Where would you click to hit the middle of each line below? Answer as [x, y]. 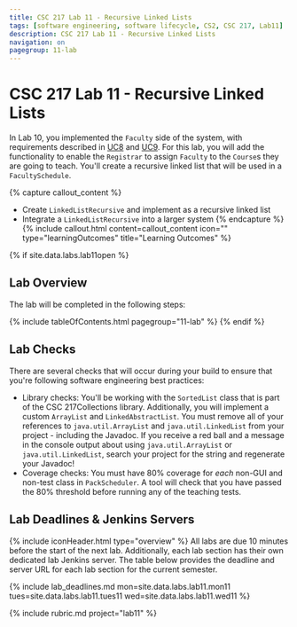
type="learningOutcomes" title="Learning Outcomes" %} [127, 238]
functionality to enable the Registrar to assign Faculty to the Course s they [144, 157]
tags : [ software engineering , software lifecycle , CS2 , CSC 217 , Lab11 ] [146, 26]
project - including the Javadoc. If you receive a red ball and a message [153, 435]
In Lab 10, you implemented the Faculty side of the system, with [126, 137]
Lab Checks [43, 350]
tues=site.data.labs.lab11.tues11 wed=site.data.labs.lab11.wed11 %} [130, 596]
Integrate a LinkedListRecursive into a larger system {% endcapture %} [153, 219]
